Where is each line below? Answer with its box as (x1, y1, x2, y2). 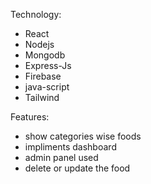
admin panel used (24, 152, 99, 163)
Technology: (10, 9, 62, 20)
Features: (10, 111, 50, 123)
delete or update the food (24, 162, 131, 174)
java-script (24, 81, 70, 93)
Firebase (24, 70, 62, 82)
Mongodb (24, 49, 66, 61)
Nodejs (24, 39, 55, 50)
